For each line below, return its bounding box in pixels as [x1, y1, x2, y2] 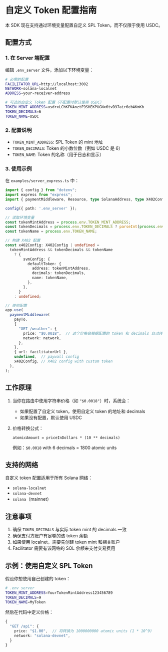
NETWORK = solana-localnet [5, 86, 57, 91]
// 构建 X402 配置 [5, 238, 40, 243]
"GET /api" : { [9, 624, 39, 629]
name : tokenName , [31, 275, 68, 281]
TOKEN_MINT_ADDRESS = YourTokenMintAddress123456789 [5, 590, 113, 595]
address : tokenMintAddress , [31, 266, 91, 271]
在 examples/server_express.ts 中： [5, 177, 79, 183]
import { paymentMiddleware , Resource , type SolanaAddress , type [5, 196, 144, 202]
